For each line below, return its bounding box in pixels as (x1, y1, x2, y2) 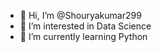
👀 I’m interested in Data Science (19, 20, 152, 32)
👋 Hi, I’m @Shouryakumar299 (19, 10, 142, 21)
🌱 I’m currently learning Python (19, 31, 148, 42)
